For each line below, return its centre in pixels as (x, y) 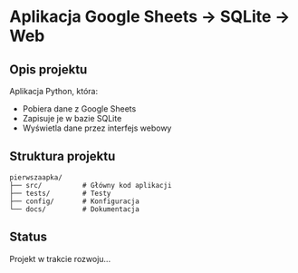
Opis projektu (48, 69)
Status (29, 237)
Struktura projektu (62, 156)
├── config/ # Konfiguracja (75, 201)
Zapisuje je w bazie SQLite (72, 118)
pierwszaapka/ (36, 177)
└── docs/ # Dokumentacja (75, 209)
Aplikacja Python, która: (53, 91)
